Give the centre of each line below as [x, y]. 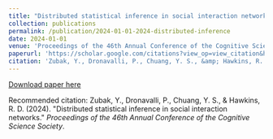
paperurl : [25, 54]
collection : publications [52, 24]
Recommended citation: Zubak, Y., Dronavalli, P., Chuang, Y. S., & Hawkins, [134, 100]
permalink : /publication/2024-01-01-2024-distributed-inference [119, 31]
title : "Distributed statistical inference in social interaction [123, 16]
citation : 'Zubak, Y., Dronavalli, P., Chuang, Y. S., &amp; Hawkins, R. [136, 62]
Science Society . [37, 126]
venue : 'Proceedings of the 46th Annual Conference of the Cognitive [129, 46]
